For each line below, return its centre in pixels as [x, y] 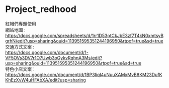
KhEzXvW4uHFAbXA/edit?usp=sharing [46, 80]
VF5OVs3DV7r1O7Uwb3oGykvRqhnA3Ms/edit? [54, 57]
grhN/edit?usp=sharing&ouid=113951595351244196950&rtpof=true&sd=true [84, 40]
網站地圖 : [15, 30]
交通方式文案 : [20, 46]
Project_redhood [41, 9]
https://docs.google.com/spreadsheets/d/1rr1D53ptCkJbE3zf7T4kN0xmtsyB [84, 35]
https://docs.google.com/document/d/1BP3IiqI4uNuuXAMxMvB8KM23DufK [84, 74]
